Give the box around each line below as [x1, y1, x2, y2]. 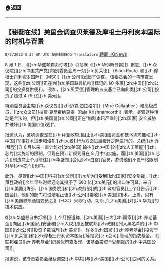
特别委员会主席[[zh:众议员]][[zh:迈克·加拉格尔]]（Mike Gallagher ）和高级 [5, 103, 153, 109]
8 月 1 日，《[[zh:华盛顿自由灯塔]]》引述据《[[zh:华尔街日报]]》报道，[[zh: [5, 62, 153, 67]
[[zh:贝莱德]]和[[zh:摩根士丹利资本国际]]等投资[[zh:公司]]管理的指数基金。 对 [5, 233, 160, 239]
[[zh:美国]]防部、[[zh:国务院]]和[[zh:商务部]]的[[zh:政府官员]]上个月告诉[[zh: [5, 186, 159, 192]
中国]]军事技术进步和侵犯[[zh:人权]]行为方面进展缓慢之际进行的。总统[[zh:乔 [5, 138, 159, 144]
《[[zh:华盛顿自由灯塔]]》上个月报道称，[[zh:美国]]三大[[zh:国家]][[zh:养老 [5, 214, 153, 220]
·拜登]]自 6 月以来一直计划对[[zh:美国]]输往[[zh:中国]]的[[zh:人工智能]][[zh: [5, 144, 156, 150]
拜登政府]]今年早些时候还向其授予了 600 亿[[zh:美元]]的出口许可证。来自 [5, 179, 152, 185]
